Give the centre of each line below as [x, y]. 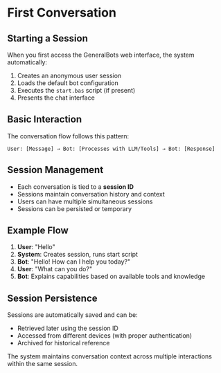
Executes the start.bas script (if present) [76, 90]
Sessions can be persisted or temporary [74, 208]
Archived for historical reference [63, 343]
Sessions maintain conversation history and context [91, 194]
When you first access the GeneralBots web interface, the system [101, 55]
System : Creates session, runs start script [78, 255]
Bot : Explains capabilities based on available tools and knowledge [111, 276]
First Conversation [62, 13]
